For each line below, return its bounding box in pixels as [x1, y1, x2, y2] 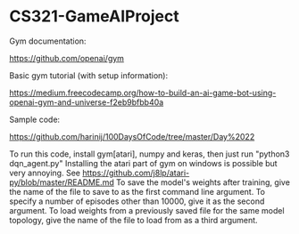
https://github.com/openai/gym [9, 52, 125, 63]
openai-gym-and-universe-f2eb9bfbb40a [9, 96, 164, 108]
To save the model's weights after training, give [115, 176, 290, 188]
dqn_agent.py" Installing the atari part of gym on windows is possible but [9, 157, 278, 168]
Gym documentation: [9, 36, 87, 46]
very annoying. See [9, 167, 80, 178]
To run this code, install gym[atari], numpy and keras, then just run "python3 [9, 149, 290, 159]
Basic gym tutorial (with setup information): [9, 69, 168, 81]
